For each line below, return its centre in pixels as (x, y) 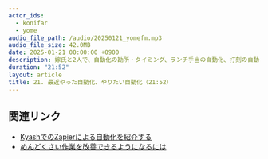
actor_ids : (26, 16)
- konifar (32, 23)
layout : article (35, 75)
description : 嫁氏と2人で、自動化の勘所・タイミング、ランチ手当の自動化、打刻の (128, 60)
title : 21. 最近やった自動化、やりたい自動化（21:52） (91, 82)
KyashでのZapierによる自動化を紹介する (86, 137)
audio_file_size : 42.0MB (49, 45)
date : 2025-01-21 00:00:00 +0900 (64, 52)
